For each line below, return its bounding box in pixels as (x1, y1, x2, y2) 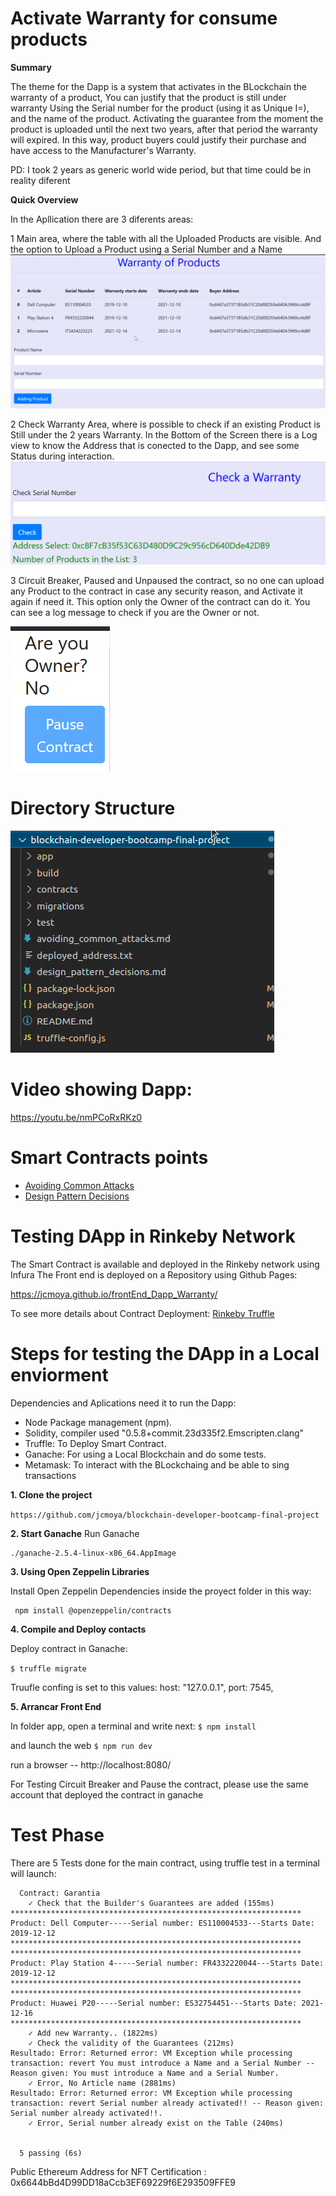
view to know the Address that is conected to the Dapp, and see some (10, 440, 300, 452)
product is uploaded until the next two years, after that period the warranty (10, 123, 318, 135)
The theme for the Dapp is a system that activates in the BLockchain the (10, 80, 307, 92)
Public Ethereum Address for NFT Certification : (10, 2165, 207, 2177)
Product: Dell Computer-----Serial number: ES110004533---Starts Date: (10, 1918, 315, 1928)
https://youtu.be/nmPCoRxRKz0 (10, 1111, 143, 1123)
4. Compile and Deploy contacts (10, 1623, 147, 1635)
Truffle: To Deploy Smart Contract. (24, 1437, 167, 1449)
